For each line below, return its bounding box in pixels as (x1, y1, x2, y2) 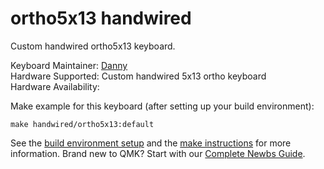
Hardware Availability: (10, 80, 100, 92)
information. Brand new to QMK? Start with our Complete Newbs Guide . (10, 147, 306, 159)
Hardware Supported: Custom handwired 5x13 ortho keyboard (10, 70, 267, 82)
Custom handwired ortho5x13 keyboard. (10, 40, 176, 52)
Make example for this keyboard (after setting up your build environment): (10, 100, 315, 112)
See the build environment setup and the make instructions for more (10, 137, 292, 149)
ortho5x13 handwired (10, 7, 192, 30)
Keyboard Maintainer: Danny (10, 59, 128, 71)
